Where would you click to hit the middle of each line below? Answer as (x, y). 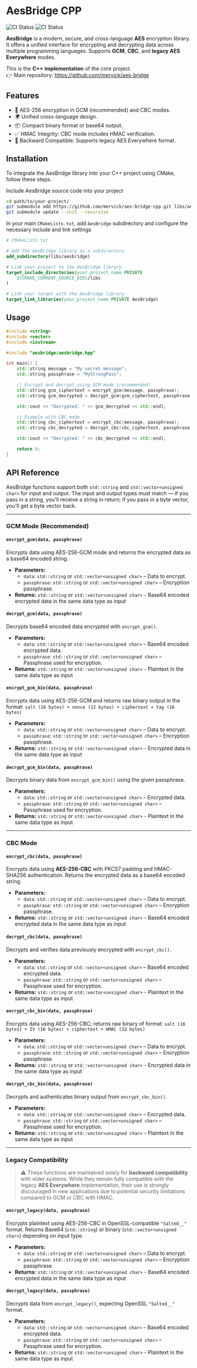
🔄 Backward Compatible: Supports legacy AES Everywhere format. (95, 140)
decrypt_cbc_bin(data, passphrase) (50, 1084)
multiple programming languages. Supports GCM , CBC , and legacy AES (93, 50)
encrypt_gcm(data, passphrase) (44, 540)
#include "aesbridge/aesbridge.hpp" (51, 353)
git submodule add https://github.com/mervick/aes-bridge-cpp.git (89, 207)
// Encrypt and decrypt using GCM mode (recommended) (84, 385)
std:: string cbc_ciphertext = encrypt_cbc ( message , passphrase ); (98, 423)
